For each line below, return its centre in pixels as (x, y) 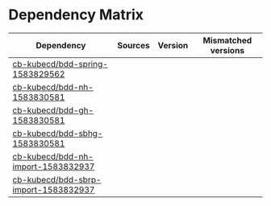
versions (227, 50)
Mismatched (227, 40)
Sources (133, 45)
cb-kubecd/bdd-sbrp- (57, 179)
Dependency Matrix (76, 15)
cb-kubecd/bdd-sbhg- (58, 133)
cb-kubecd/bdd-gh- (53, 110)
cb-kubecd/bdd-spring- (60, 64)
